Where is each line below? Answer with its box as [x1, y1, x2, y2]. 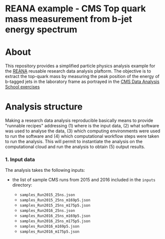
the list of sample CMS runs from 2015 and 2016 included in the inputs [12, 177, 156, 183]
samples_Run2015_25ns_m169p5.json [19, 198, 91, 203]
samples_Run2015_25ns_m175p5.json [19, 203, 91, 208]
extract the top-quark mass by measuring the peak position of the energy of [5, 74, 160, 80]
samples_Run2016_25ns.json [19, 208, 75, 213]
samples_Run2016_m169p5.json [19, 224, 80, 229]
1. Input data [5, 156, 35, 163]
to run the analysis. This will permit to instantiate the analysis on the [5, 139, 143, 145]
